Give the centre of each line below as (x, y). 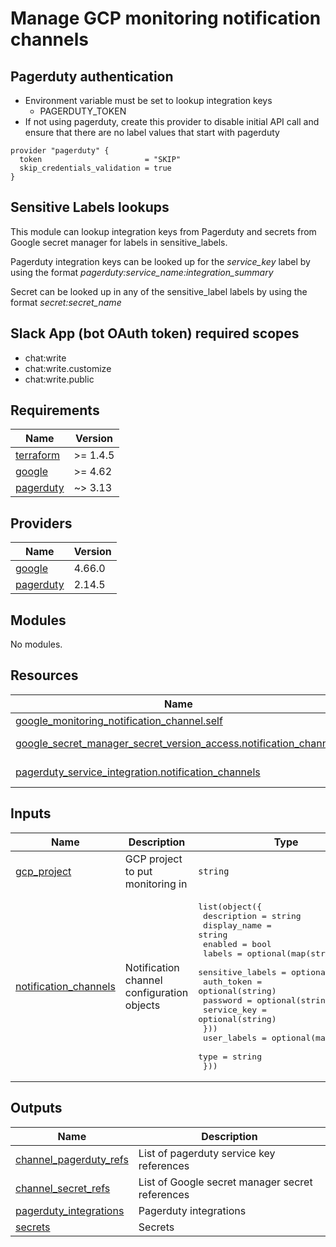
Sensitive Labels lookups (90, 207)
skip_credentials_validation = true (95, 168)
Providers (41, 523)
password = (228, 1000)
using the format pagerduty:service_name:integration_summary (142, 272)
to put (138, 871)
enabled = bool (237, 943)
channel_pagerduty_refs (72, 1159)
